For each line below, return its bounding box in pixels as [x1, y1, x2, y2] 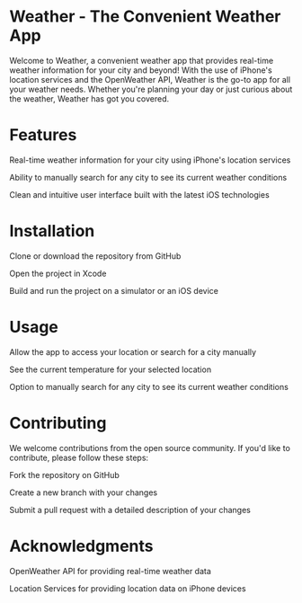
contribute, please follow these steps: [9, 452, 149, 463]
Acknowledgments [9, 536, 155, 556]
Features [9, 125, 77, 146]
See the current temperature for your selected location [9, 364, 212, 375]
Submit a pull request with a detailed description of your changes [9, 504, 252, 515]
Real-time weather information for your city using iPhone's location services [9, 155, 291, 165]
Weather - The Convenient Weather [9, 6, 281, 27]
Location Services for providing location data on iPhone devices [9, 582, 246, 594]
